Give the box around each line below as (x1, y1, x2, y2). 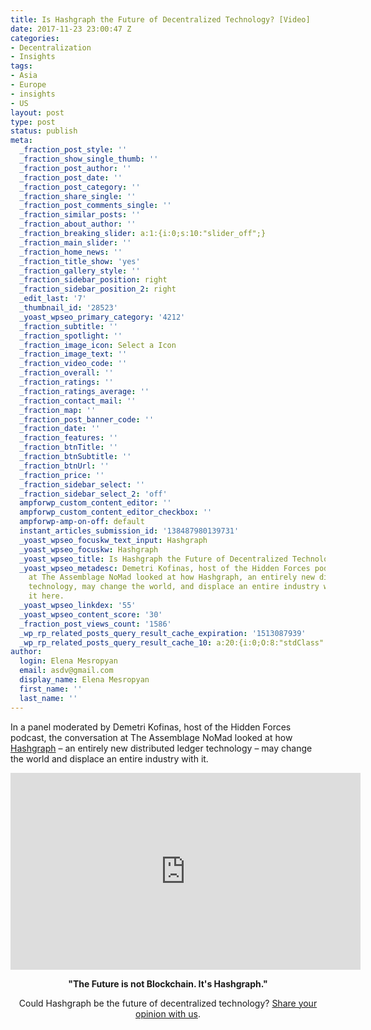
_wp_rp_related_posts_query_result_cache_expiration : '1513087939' (19, 628, 307, 638)
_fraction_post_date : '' (19, 172, 123, 183)
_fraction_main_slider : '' (19, 237, 132, 248)
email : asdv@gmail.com (19, 666, 114, 676)
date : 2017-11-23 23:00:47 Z (10, 24, 132, 34)
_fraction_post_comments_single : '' (19, 201, 172, 211)
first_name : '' (19, 684, 83, 694)
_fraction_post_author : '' (19, 163, 132, 173)
